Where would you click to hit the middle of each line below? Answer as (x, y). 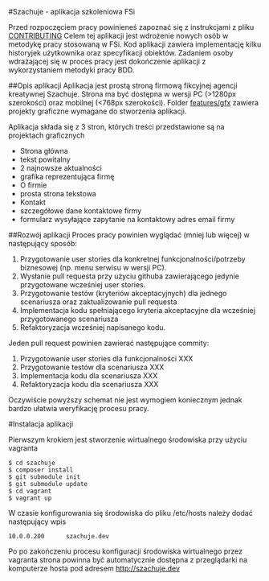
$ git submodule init (45, 477)
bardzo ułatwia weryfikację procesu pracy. (79, 408)
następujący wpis (37, 521)
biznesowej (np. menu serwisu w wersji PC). (93, 268)
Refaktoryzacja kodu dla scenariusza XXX (89, 384)
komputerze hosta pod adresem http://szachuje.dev (94, 568)
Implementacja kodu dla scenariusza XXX (89, 376)
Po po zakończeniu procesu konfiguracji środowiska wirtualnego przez (126, 551)
